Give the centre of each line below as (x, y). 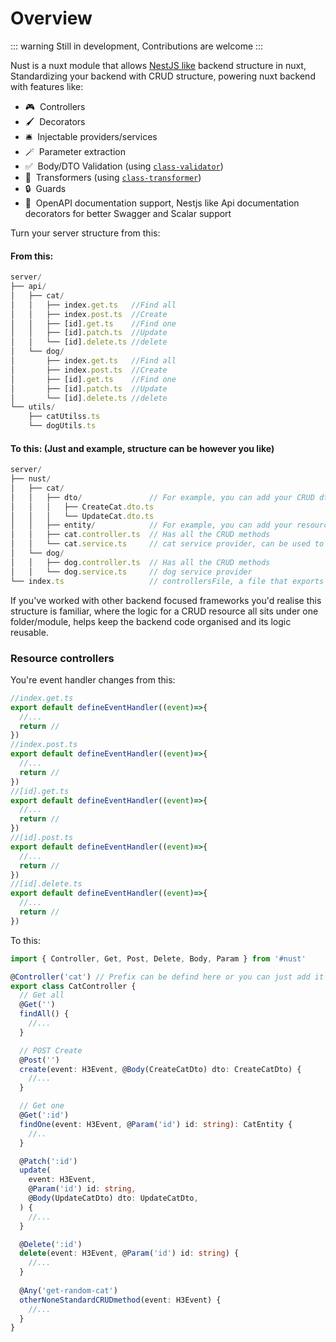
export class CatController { (73, 986)
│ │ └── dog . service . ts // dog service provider (131, 572)
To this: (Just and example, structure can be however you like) (142, 448)
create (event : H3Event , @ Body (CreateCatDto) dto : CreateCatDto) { (160, 1069)
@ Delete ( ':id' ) (51, 1244)
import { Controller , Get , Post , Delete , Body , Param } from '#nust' (158, 958)
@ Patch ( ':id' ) (48, 1161)
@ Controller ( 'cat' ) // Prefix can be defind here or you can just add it (167, 977)
